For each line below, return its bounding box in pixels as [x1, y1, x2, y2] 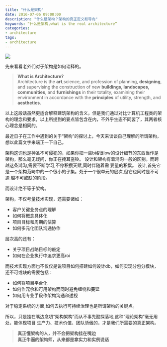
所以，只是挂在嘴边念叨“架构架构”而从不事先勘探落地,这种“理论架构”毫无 [5, 313, 154, 319]
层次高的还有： [5, 235, 36, 241]
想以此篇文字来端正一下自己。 [5, 139, 66, 145]
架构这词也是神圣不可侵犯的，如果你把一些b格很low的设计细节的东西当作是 [5, 150, 159, 156]
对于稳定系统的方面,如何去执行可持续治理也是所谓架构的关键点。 [5, 303, 138, 309]
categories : [5, 26, 30, 31]
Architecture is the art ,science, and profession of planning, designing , [17, 78, 162, 85]
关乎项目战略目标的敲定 [12, 246, 61, 252]
